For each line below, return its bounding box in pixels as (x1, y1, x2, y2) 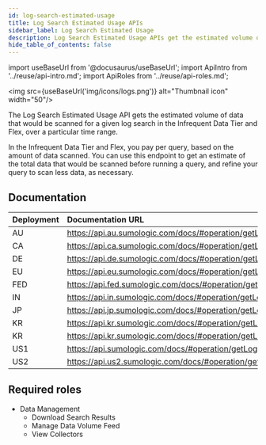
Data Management (19, 404, 81, 413)
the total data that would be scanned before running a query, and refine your (8, 159, 258, 169)
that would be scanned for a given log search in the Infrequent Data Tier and (8, 119, 258, 128)
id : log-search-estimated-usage (8, 11, 115, 20)
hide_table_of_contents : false (8, 41, 112, 49)
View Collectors (31, 429, 84, 439)
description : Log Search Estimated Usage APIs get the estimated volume (8, 33, 253, 42)
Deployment (12, 214, 59, 225)
